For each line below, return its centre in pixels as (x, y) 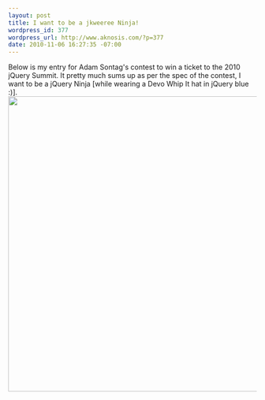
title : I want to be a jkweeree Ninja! (74, 23)
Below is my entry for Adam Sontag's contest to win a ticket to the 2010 (124, 67)
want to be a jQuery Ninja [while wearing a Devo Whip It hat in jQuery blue (129, 84)
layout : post (30, 15)
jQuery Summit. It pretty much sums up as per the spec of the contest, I (125, 76)
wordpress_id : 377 (38, 30)
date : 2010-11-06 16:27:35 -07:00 (65, 45)
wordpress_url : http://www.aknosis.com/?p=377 (86, 37)
